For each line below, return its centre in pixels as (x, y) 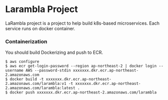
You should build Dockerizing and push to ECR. (54, 53)
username (14, 71)
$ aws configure (22, 62)
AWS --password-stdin (48, 71)
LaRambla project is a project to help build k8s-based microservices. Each (82, 23)
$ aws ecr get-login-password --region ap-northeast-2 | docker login (81, 66)
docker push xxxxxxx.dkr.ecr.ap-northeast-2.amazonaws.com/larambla (83, 92)
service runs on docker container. (40, 28)
